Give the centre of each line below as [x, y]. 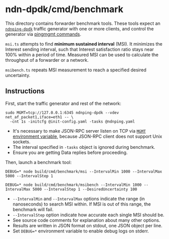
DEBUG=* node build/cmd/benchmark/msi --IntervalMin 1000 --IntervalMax [84, 171]
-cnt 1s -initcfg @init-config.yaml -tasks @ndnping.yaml [73, 122]
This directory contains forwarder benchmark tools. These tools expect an [83, 23]
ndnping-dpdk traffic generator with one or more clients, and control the [79, 28]
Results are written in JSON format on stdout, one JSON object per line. [87, 225]
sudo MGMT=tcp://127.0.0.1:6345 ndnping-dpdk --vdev [62, 112]
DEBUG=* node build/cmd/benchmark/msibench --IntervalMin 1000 [74, 185]
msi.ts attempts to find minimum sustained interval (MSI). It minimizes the [84, 44]
